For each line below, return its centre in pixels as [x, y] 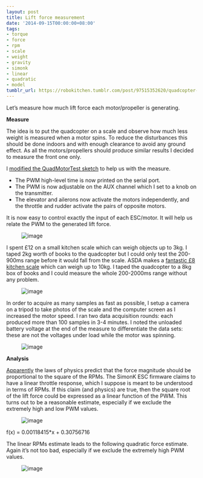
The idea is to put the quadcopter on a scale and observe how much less [97, 131]
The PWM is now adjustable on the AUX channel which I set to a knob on [106, 186]
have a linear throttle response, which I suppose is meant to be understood [100, 383]
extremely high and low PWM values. [52, 409]
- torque [17, 34]
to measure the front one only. [44, 157]
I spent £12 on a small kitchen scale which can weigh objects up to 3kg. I [97, 247]
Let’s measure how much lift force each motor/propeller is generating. [93, 108]
